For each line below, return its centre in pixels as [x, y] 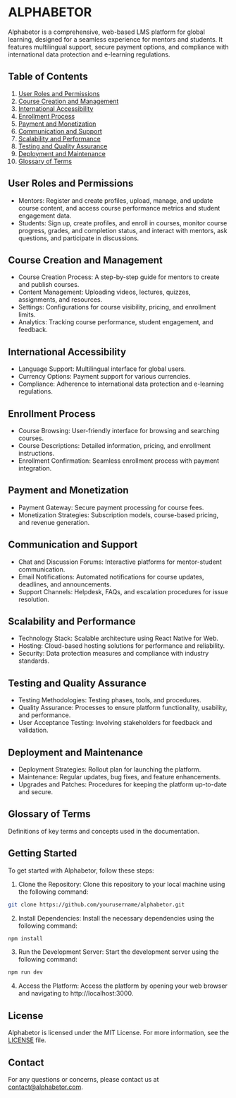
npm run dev [25, 972]
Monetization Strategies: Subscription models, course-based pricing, [118, 515]
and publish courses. [49, 285]
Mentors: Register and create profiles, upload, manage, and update [116, 200]
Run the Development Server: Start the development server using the [118, 952]
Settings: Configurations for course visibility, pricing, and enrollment [117, 307]
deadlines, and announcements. [65, 584]
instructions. [36, 453]
